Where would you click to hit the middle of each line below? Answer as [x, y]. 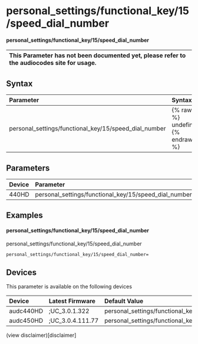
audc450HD [26, 321]
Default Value [123, 301]
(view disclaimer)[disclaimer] [41, 335]
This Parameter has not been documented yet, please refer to [98, 55]
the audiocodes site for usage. [53, 63]
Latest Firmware [72, 301]
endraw [182, 140]
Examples [24, 216]
